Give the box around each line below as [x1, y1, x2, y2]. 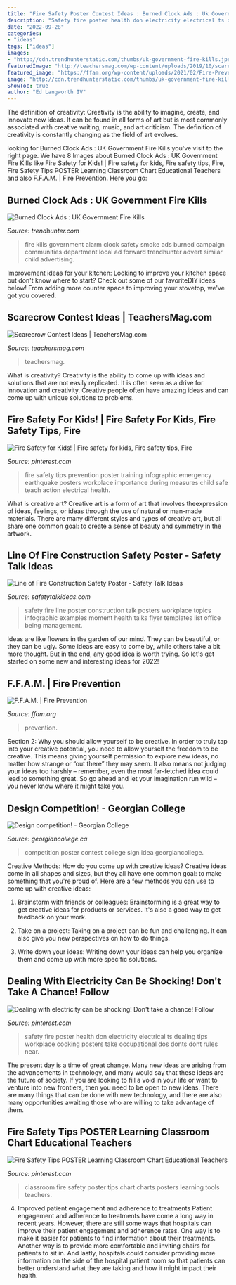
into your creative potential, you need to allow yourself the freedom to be [7, 744, 218, 753]
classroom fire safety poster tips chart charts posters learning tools [24, 1182, 220, 1192]
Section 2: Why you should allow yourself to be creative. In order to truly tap [7, 737, 228, 746]
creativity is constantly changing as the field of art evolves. [7, 131, 178, 139]
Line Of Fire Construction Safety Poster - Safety [7, 549, 221, 561]
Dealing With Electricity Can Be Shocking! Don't [7, 975, 221, 988]
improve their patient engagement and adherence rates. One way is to [17, 1226, 221, 1234]
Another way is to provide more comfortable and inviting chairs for [17, 1241, 210, 1250]
